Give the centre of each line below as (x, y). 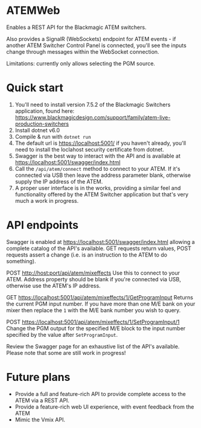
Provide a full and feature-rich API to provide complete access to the (100, 394)
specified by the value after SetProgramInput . (62, 334)
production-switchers (42, 124)
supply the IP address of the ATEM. (59, 181)
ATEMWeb (33, 11)
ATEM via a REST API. (42, 400)
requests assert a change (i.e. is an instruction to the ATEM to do (87, 255)
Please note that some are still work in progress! (66, 353)
